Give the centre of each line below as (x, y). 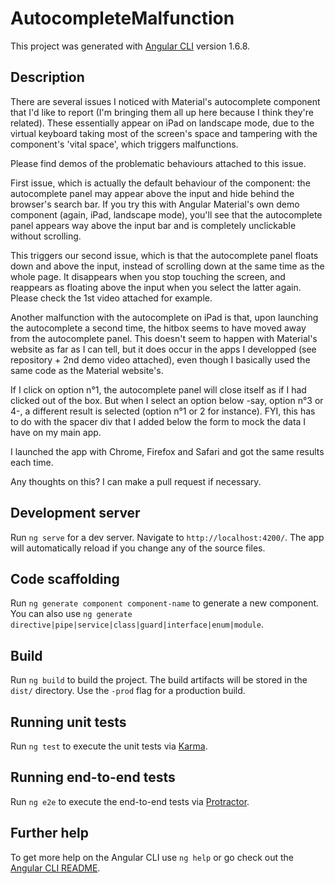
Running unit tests (68, 722)
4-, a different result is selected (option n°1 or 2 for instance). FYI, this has (163, 411)
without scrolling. (46, 236)
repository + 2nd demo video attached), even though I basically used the (160, 359)
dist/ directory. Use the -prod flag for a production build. (128, 691)
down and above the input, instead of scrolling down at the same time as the (167, 266)
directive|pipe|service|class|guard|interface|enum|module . (137, 624)
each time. (32, 462)
